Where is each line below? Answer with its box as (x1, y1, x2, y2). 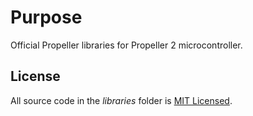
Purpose (10, 6, 83, 29)
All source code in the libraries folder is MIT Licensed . (10, 94, 233, 106)
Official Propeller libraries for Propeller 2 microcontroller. (10, 39, 243, 51)
